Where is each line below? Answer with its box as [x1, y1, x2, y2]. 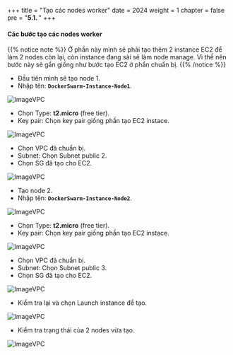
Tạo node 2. [17, 187, 53, 195]
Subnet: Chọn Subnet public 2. [17, 151, 107, 160]
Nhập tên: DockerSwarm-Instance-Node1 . [17, 81, 133, 91]
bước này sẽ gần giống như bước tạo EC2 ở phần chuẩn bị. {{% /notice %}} [7, 60, 227, 69]
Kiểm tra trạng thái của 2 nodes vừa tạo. [17, 326, 135, 334]
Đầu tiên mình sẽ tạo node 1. [17, 74, 101, 83]
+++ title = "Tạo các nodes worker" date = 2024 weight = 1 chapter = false [7, 6, 225, 14]
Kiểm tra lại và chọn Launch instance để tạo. [17, 298, 147, 307]
